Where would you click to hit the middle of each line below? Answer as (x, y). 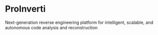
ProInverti (25, 9)
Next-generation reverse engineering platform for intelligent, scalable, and (79, 22)
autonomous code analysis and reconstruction (51, 27)
